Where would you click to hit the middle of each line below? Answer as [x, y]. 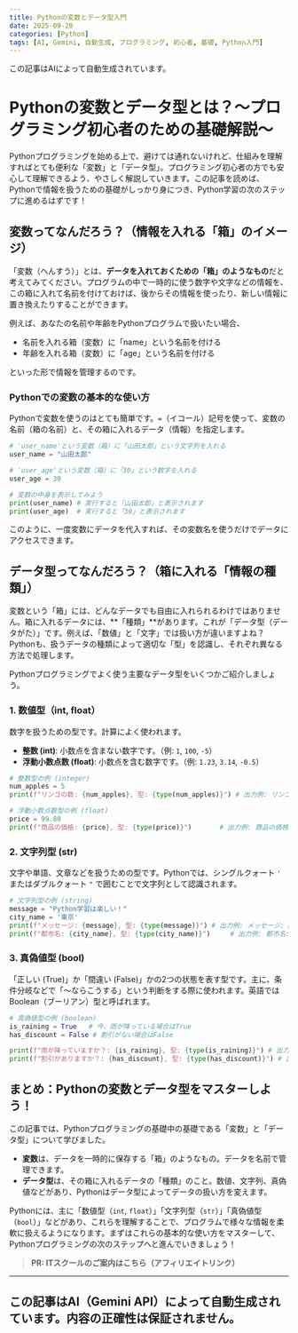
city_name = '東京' [44, 917]
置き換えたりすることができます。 [71, 304]
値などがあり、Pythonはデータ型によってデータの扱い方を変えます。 [147, 1192]
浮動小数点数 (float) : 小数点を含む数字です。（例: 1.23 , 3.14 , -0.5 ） [143, 761]
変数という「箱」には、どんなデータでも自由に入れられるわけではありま [141, 611]
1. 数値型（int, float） [55, 710]
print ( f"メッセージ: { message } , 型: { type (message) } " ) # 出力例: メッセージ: [147, 925]
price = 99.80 [35, 819]
